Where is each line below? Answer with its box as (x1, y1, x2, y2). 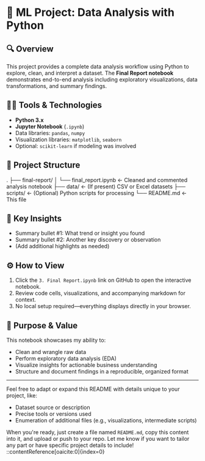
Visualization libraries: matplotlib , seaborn (15, 136, 122, 143)
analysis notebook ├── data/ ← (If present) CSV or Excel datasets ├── (6, 183, 186, 190)
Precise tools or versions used (15, 410, 92, 418)
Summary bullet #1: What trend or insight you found (15, 229, 145, 237)
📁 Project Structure (6, 160, 81, 171)
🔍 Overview (6, 43, 54, 54)
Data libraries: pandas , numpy (15, 129, 85, 136)
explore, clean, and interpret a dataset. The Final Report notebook (6, 70, 174, 76)
